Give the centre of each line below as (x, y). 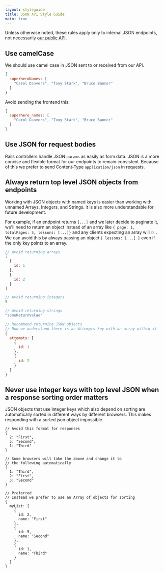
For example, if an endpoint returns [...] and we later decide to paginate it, (82, 222)
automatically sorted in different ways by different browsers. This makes (78, 415)
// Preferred (18, 493)
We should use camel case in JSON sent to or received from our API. (75, 65)
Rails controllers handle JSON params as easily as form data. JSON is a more (82, 156)
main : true (16, 19)
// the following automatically (38, 463)
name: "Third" (33, 553)
